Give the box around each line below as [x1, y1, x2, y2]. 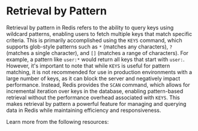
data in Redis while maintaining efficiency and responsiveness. [6, 106, 161, 114]
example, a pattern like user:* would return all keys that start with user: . [6, 56, 185, 63]
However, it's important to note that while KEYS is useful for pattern [6, 62, 170, 69]
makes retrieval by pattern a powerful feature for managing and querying [6, 100, 187, 107]
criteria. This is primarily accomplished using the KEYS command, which [6, 36, 182, 44]
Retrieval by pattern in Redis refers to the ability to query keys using [6, 24, 174, 31]
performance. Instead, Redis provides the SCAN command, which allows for [6, 81, 190, 88]
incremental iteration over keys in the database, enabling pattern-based [6, 87, 184, 95]
